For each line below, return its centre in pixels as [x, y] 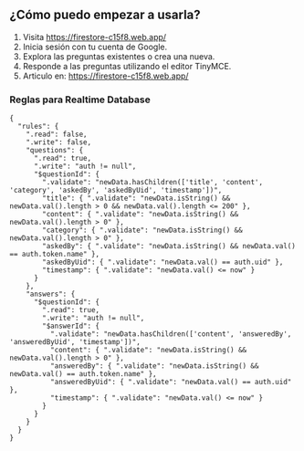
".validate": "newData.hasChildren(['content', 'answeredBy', [171, 334]
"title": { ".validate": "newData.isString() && [136, 199]
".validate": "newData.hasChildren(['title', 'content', [152, 183]
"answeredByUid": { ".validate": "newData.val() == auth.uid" [171, 383]
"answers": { [51, 294]
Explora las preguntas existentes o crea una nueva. [119, 56]
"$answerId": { [71, 326]
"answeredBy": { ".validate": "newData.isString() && [154, 366]
